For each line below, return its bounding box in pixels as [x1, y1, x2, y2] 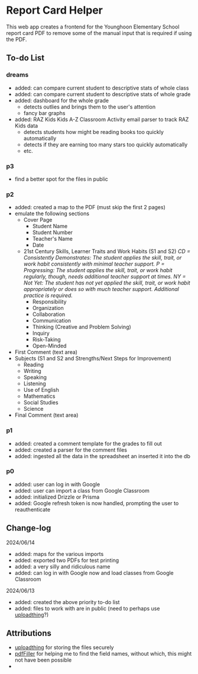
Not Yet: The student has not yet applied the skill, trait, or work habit [23, 279, 190, 286]
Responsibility [32, 298, 67, 305]
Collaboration [32, 311, 66, 318]
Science [23, 405, 44, 413]
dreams [6, 71, 29, 79]
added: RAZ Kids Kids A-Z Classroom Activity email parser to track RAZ [14, 116, 189, 123]
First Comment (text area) [14, 349, 78, 356]
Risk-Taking [32, 336, 61, 343]
